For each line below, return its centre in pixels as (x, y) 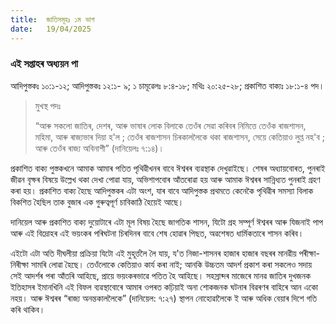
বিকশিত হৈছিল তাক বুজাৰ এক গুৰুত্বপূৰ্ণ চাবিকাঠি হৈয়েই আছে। (97, 202)
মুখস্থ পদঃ (48, 105)
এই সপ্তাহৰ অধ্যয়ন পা (44, 64)
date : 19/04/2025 (51, 29)
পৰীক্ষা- (309, 253)
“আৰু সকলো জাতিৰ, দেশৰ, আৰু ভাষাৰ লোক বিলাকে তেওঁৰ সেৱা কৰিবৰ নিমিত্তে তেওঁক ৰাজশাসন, (170, 125)
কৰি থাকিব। (28, 309)
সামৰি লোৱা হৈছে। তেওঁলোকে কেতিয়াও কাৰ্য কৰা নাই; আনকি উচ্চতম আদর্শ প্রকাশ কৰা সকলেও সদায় (171, 264)
